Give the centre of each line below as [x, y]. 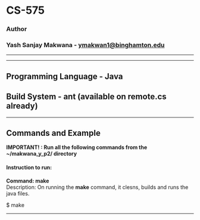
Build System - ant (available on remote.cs [86, 97]
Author [17, 29]
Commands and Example [54, 133]
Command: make [28, 181]
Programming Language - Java [65, 76]
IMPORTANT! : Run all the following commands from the [77, 147]
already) [22, 106]
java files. [18, 193]
